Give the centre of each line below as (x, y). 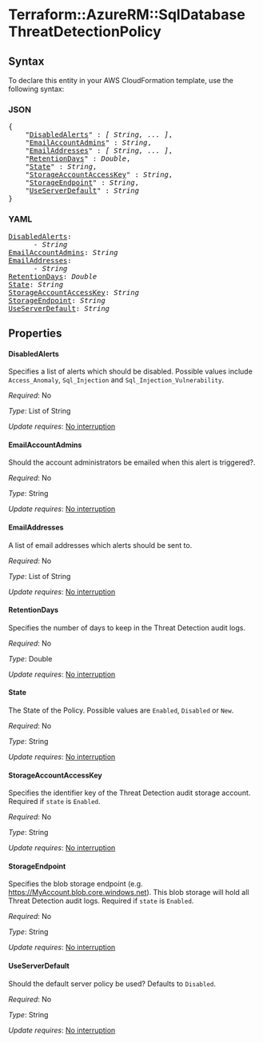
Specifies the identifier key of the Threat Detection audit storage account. (130, 793)
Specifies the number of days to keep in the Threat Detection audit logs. (127, 627)
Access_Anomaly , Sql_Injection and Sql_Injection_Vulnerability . (116, 380)
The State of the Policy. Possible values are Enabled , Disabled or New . (121, 710)
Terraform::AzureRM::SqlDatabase (127, 15)
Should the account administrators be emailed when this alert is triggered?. (132, 462)
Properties (35, 333)
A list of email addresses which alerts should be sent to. (100, 545)
